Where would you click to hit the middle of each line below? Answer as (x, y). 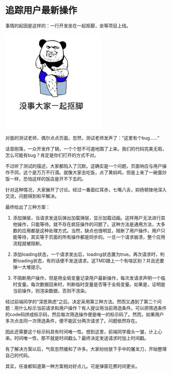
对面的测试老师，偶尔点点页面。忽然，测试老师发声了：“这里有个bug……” (82, 138)
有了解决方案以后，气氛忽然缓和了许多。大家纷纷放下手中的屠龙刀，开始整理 (86, 349)
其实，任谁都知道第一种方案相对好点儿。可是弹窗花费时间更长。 (72, 366)
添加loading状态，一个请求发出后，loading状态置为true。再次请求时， (86, 254)
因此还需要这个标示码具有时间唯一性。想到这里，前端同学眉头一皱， (77, 332)
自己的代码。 (19, 355)
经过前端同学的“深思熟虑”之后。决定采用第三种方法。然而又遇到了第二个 (81, 301)
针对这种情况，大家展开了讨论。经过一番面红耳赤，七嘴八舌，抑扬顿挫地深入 (86, 189)
